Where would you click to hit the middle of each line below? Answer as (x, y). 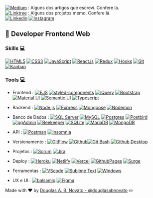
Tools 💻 (15, 80)
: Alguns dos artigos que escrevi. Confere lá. (74, 8)
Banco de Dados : (31, 117)
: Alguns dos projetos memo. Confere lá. (69, 13)
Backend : (23, 107)
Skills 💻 (15, 48)
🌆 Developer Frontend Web (48, 34)
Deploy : (21, 161)
